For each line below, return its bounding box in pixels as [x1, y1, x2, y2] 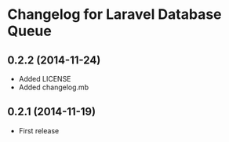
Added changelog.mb [18, 82, 89, 92]
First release [18, 126, 60, 135]
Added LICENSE [18, 75, 71, 83]
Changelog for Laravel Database [7, 5, 222, 24]
